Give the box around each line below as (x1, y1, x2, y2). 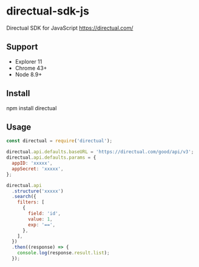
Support (6, 42, 38, 52)
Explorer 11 (15, 58, 42, 65)
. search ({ (12, 194, 36, 200)
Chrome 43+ (15, 64, 47, 71)
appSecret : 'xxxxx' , (12, 165, 64, 172)
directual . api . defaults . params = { (6, 154, 96, 161)
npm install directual (6, 104, 57, 111)
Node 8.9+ (15, 71, 42, 78)
